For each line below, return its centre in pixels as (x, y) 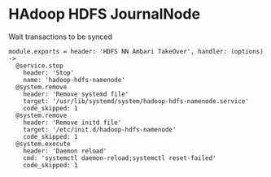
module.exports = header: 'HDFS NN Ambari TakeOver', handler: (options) (136, 51)
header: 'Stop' (49, 73)
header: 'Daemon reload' (65, 151)
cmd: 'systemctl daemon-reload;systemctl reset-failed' (120, 158)
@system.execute (43, 144)
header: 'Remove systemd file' (76, 94)
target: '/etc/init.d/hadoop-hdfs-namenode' (100, 130)
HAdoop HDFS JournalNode (105, 14)
